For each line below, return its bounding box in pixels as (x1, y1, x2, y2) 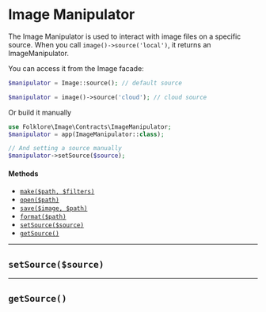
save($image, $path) (19, 205, 88, 212)
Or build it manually (8, 107, 72, 117)
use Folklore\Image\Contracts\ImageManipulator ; (8, 122, 172, 131)
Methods (8, 168, 39, 179)
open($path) (19, 196, 59, 205)
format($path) (19, 213, 66, 221)
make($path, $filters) (19, 188, 95, 196)
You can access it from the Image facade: (8, 63, 144, 73)
